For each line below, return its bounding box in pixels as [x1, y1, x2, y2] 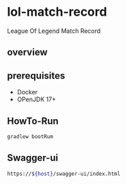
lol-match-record [7, 4, 107, 20]
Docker [16, 88, 38, 96]
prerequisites [7, 70, 66, 81]
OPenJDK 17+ [16, 95, 57, 103]
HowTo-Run [7, 115, 59, 127]
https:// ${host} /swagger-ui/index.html [7, 170, 121, 177]
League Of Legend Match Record [7, 27, 101, 35]
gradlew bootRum [7, 133, 53, 140]
